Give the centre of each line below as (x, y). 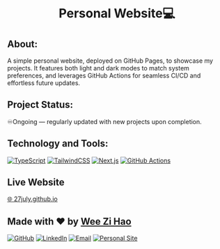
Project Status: (40, 105)
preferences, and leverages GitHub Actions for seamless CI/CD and (104, 75)
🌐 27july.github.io (32, 199)
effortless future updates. (44, 83)
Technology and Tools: (58, 144)
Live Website (36, 182)
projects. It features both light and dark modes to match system (99, 68)
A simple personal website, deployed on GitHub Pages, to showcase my (110, 61)
